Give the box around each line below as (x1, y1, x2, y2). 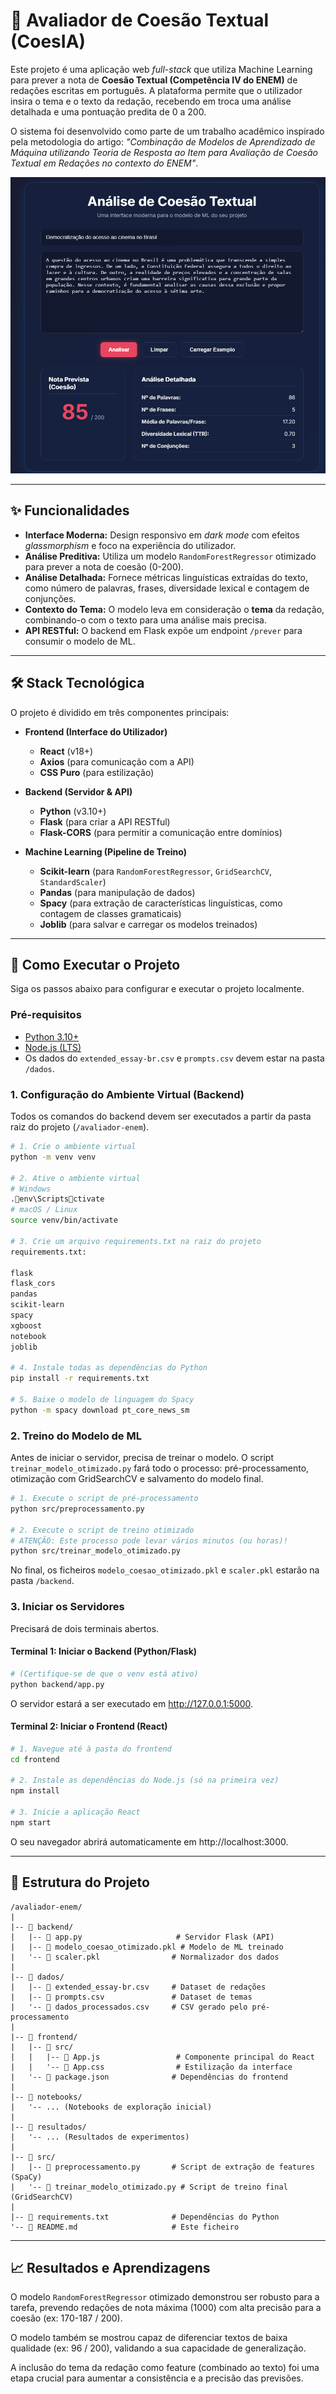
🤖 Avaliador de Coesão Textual (10, 9, 270, 32)
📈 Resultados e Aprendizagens (10, 2260, 211, 2277)
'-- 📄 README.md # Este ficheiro (10, 2222, 240, 2232)
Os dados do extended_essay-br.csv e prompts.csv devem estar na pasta (24, 1052, 325, 1064)
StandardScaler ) (39, 875, 107, 888)
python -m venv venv (10, 1152, 97, 1162)
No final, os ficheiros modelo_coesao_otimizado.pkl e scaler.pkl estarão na (10, 1564, 320, 1576)
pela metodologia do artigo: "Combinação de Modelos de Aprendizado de (10, 135, 316, 148)
